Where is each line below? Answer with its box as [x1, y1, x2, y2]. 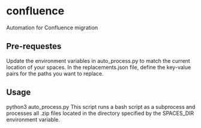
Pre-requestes [6, 41, 62, 51]
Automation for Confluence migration [6, 24, 98, 31]
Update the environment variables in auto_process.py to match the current [6, 57, 190, 64]
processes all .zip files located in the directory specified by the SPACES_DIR [6, 109, 194, 117]
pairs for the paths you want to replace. [6, 70, 104, 77]
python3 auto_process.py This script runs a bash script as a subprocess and [6, 103, 196, 110]
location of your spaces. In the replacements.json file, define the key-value [6, 63, 191, 71]
